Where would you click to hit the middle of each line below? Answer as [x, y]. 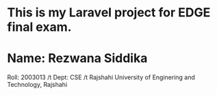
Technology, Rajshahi [37, 85]
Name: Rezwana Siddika [77, 58]
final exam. [39, 27]
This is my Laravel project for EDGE [109, 13]
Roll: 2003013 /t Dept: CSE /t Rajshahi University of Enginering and [101, 77]
